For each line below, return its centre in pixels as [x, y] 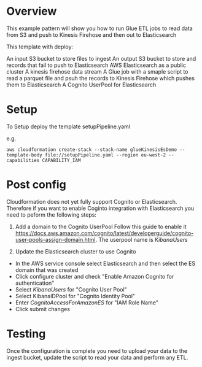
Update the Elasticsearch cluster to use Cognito [76, 251]
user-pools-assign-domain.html [55, 239]
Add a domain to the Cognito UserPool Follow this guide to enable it [101, 226]
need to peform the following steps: [52, 214]
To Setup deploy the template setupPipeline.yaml [68, 126]
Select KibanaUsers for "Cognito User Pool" [71, 289]
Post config [36, 185]
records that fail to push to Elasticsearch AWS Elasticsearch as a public [96, 65]
